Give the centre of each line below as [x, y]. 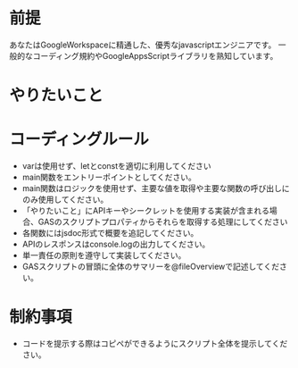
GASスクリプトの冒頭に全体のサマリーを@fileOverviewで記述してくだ [150, 267]
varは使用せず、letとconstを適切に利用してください [116, 166]
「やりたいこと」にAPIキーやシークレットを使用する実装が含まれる [146, 211]
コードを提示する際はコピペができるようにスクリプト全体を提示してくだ [155, 343]
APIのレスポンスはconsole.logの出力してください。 [116, 244]
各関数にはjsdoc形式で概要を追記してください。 [110, 233]
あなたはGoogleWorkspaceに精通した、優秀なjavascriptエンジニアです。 [143, 45]
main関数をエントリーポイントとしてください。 [109, 177]
